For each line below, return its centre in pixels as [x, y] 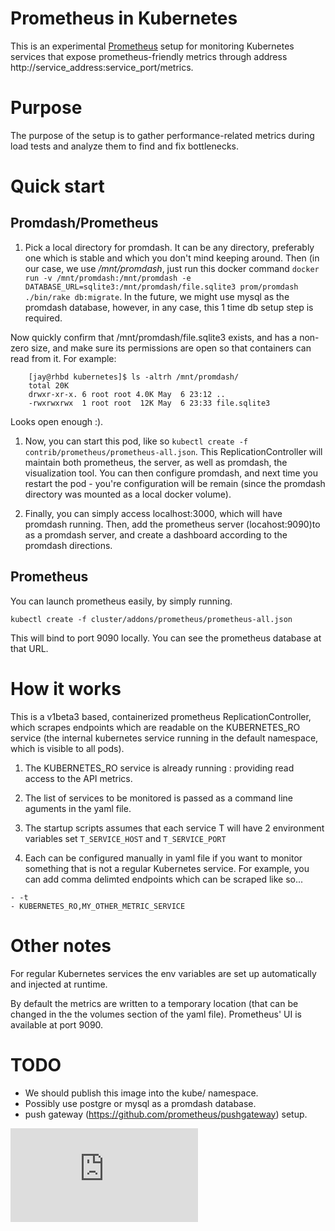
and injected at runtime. [59, 984]
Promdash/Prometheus [84, 223]
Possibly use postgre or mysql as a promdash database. [140, 1103]
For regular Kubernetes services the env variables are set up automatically [163, 973]
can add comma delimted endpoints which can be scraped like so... [164, 879]
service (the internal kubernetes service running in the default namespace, [164, 738]
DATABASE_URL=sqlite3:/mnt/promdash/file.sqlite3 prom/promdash [161, 287]
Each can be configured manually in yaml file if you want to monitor [163, 858]
